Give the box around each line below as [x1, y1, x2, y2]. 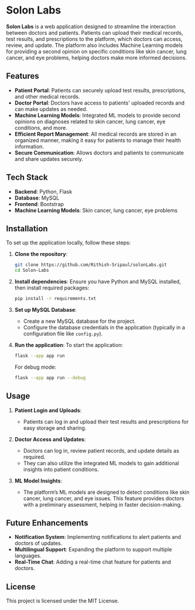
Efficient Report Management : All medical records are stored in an [14, 130, 177, 137]
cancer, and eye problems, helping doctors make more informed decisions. [6, 54, 187, 61]
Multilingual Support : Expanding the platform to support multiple [14, 546, 172, 553]
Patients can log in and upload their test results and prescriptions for [23, 418, 189, 425]
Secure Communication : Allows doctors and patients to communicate [14, 149, 184, 156]
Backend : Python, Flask [14, 188, 73, 195]
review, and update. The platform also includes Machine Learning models [6, 42, 183, 49]
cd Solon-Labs [14, 268, 49, 274]
